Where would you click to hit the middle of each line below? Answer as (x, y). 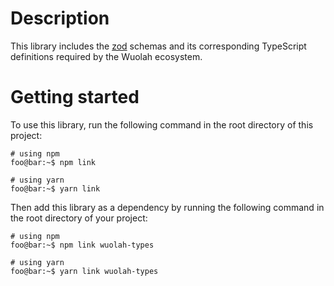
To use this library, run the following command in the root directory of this (162, 124)
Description (60, 18)
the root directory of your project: (79, 218)
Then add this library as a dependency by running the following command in (167, 207)
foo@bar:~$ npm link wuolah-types (82, 245)
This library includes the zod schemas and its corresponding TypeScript (158, 46)
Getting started (75, 97)
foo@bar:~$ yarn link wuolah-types (84, 271)
